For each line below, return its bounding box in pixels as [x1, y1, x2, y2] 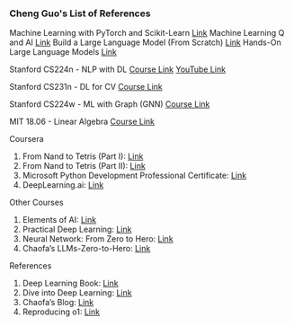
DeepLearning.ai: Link [22, 180, 104, 190]
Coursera [9, 134, 44, 145]
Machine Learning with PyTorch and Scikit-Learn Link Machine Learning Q [9, 28, 285, 39]
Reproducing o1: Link [22, 306, 101, 317]
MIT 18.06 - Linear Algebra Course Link [9, 116, 156, 128]
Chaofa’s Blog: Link [22, 297, 94, 308]
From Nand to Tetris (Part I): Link [22, 151, 144, 162]
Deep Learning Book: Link [22, 278, 119, 289]
